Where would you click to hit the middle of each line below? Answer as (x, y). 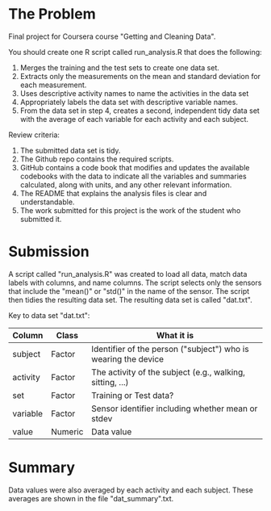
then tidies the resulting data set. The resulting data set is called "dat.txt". (130, 299)
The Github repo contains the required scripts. (97, 159)
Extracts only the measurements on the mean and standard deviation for (140, 76)
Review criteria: (34, 135)
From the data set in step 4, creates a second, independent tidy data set (140, 111)
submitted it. (41, 219)
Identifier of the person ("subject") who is (170, 349)
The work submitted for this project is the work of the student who (130, 210)
